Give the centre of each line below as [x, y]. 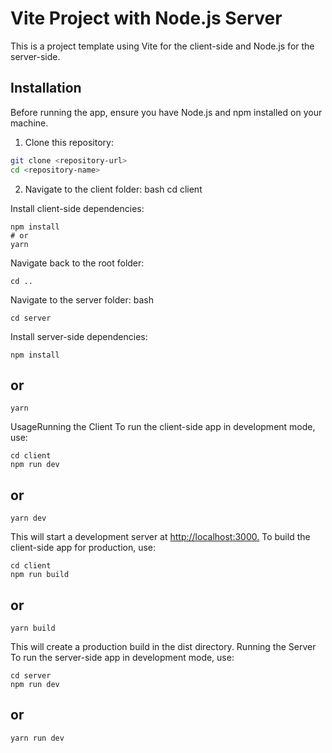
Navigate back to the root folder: [77, 263]
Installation [46, 88]
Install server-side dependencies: [79, 336]
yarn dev [28, 518]
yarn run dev [37, 738]
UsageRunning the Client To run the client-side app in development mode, [163, 427]
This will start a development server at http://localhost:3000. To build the [160, 537]
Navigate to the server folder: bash [82, 299]
